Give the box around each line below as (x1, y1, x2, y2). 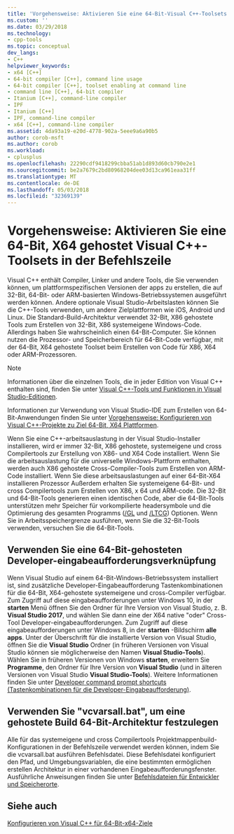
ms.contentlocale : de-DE (7, 179, 80, 186)
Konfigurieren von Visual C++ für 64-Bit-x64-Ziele (7, 819, 153, 827)
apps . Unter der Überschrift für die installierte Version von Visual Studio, (7, 633, 216, 641)
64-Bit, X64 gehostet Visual (7, 238, 174, 254)
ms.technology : (7, 29, 52, 37)
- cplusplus (7, 153, 42, 161)
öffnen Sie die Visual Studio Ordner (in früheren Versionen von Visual (7, 641, 209, 649)
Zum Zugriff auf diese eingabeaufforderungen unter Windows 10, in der (7, 596, 214, 604)
